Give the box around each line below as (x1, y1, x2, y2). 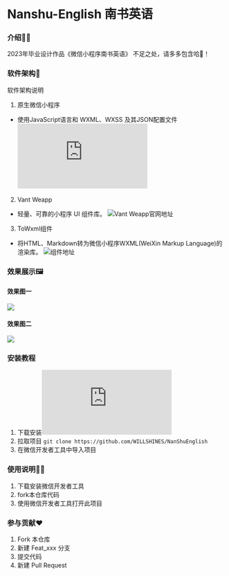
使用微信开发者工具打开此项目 (17, 499, 102, 507)
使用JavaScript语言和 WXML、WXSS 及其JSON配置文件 (17, 115, 178, 123)
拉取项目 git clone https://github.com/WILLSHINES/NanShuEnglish (17, 437, 208, 445)
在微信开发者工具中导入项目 (17, 446, 97, 454)
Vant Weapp (17, 195, 53, 204)
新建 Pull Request (17, 561, 67, 569)
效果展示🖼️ (7, 267, 44, 276)
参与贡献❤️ (7, 518, 44, 528)
